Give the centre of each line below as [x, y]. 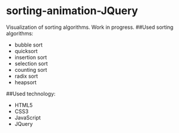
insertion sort [31, 57]
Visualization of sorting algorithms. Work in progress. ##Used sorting [90, 27]
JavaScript [28, 117]
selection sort [31, 64]
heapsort [26, 82]
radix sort [26, 76]
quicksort [26, 51]
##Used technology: [31, 94]
